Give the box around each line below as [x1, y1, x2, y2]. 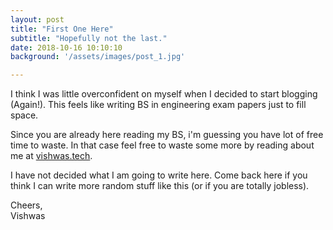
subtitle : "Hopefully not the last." [10, 33, 168, 43]
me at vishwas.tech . [10, 150, 93, 162]
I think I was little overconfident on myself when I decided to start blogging [10, 88, 318, 100]
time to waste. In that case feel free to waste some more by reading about [10, 139, 315, 151]
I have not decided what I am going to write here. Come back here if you [10, 169, 308, 181]
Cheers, [10, 199, 43, 211]
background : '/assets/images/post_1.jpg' [10, 52, 186, 62]
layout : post [10, 14, 65, 25]
